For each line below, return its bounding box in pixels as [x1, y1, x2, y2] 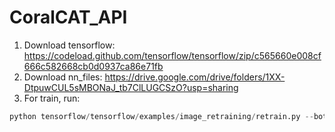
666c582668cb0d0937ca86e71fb [23, 60, 164, 72]
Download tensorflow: [23, 39, 116, 51]
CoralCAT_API [9, 6, 128, 29]
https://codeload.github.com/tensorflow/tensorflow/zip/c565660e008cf [23, 49, 322, 61]
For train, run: [23, 92, 81, 104]
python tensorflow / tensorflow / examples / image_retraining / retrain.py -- [9, 111, 314, 121]
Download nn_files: [23, 71, 103, 83]
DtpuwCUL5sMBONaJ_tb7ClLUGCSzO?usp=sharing [23, 81, 239, 93]
